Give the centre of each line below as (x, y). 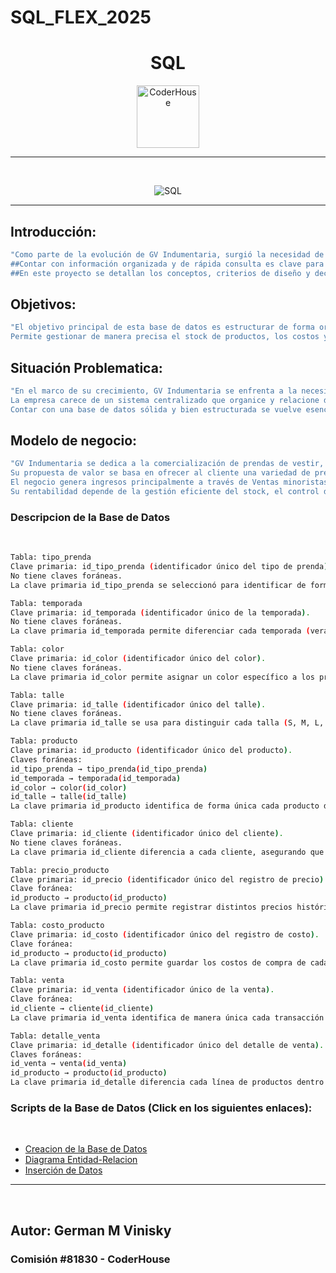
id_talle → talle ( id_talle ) (69, 797)
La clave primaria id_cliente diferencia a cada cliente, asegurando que (167, 852)
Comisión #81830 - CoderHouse (90, 1259)
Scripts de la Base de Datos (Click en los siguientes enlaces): (161, 1108)
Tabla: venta (37, 981)
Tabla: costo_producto (57, 926)
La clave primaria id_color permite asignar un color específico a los (162, 677)
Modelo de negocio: (74, 440)
